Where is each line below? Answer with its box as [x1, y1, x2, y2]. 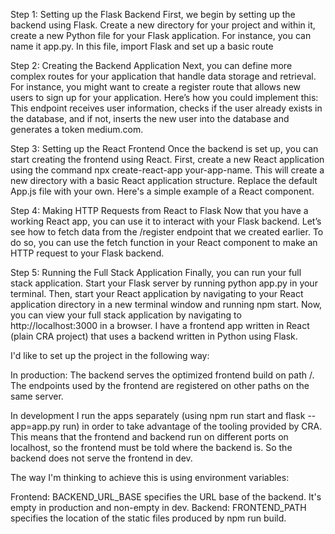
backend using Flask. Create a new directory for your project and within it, [10, 19, 316, 31]
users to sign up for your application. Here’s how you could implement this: [10, 92, 319, 103]
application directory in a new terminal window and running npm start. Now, [10, 299, 323, 310]
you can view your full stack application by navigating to [10, 309, 242, 321]
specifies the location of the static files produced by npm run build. [10, 512, 287, 524]
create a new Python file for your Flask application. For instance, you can [10, 30, 312, 41]
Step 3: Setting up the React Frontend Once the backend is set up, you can [10, 143, 319, 154]
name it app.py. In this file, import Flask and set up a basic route [10, 40, 274, 52]
